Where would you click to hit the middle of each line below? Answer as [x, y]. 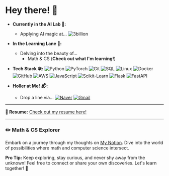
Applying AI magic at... [43, 34]
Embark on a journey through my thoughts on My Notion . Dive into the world [84, 143]
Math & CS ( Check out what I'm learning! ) [71, 58]
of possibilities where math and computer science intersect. [67, 148]
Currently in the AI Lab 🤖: [39, 24]
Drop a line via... [37, 97]
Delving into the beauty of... [49, 53]
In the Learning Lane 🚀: [37, 43]
